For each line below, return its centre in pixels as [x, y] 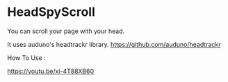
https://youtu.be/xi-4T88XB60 [51, 71]
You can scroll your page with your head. [66, 31]
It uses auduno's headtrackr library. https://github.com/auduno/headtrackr [114, 44]
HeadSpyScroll [51, 12]
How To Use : [27, 58]
